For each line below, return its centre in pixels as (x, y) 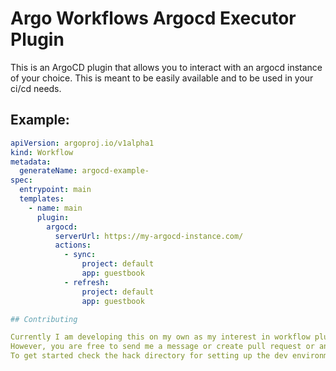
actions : (73, 245)
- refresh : (86, 282)
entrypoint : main (55, 190)
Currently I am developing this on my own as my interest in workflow (160, 337)
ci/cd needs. (36, 88)
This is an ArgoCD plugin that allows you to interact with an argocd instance (166, 67)
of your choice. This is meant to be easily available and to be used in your (162, 78)
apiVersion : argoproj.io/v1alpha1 (82, 143)
